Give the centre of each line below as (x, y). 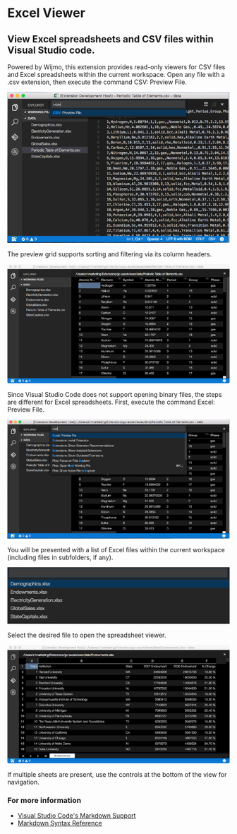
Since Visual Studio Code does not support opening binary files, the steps (115, 395)
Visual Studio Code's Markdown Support (77, 816)
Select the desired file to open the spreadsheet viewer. (87, 635)
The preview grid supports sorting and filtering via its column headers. (110, 254)
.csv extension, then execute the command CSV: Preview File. (97, 82)
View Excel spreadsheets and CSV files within (110, 39)
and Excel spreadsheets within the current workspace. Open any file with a (116, 75)
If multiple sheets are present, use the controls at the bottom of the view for (117, 774)
